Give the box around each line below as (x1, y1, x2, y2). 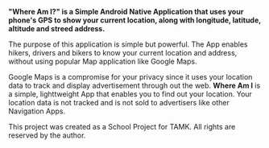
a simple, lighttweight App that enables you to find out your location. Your (8, 89, 252, 99)
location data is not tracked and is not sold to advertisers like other (8, 98, 230, 107)
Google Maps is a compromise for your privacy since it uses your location (8, 72, 253, 81)
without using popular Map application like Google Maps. (8, 56, 197, 66)
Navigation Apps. (8, 106, 66, 116)
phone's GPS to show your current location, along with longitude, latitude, (8, 15, 262, 25)
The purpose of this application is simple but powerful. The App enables (8, 39, 248, 49)
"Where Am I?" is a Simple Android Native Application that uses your (8, 7, 244, 16)
